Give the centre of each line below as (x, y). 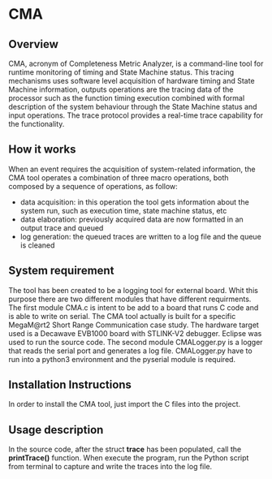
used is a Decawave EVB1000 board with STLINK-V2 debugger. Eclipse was (135, 333)
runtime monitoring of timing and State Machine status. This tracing (121, 72)
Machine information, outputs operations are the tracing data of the (121, 89)
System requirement (61, 271)
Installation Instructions (70, 385)
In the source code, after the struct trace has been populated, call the (125, 449)
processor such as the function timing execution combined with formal (127, 98)
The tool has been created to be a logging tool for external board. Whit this (133, 290)
